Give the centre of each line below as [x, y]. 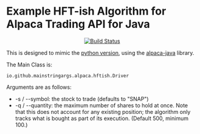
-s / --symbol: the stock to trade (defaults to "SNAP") [82, 99]
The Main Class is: [29, 65]
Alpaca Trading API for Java [78, 24]
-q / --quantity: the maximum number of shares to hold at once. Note [102, 105]
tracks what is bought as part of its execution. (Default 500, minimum [102, 118]
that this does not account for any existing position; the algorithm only [103, 111]
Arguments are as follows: [39, 87]
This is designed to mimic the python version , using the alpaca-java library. [100, 52]
